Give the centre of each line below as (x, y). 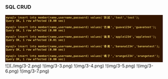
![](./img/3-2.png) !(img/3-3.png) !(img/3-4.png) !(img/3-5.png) (70, 66)
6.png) (12, 71)
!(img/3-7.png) (34, 71)
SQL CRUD (18, 7)
